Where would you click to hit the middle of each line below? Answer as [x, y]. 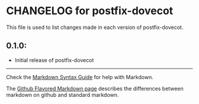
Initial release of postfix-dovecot [54, 60]
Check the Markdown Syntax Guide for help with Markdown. [80, 77]
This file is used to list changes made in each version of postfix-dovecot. [95, 27]
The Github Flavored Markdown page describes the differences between [95, 88]
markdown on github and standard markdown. [62, 95]
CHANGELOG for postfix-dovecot [90, 11]
